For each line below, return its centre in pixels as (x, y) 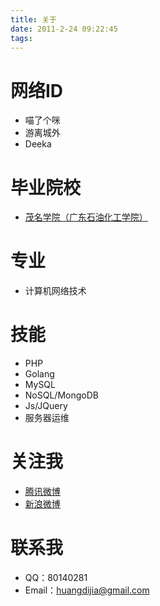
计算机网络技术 (55, 291)
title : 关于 (33, 19)
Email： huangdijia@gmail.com (87, 590)
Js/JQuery (46, 406)
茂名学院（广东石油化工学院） (86, 217)
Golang (39, 374)
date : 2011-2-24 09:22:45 (64, 29)
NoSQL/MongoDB (61, 395)
